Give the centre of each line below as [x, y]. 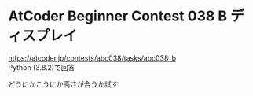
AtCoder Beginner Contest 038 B [118, 16]
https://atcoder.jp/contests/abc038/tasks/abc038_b [92, 58]
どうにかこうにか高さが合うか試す [63, 84]
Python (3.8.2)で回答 [42, 67]
